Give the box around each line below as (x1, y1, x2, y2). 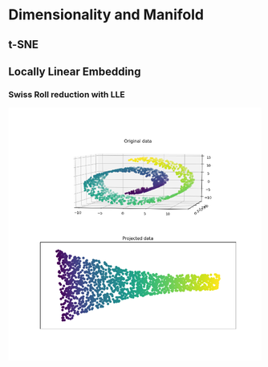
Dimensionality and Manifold (8, 6, 205, 24)
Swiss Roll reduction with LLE (8, 88, 126, 100)
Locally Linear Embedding (8, 64, 141, 78)
